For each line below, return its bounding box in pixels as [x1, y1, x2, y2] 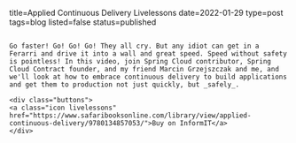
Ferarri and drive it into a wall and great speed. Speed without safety [9, 49, 288, 58]
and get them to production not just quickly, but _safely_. [9, 80, 240, 89]
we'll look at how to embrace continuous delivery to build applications [9, 72, 288, 81]
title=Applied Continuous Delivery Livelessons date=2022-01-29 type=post [9, 8, 284, 18]
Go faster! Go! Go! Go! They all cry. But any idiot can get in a [9, 41, 260, 50]
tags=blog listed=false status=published [9, 17, 157, 27]
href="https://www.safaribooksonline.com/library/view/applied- [9, 111, 252, 120]
